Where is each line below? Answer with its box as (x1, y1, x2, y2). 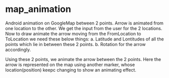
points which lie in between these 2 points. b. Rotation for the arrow (5, 41, 146, 47)
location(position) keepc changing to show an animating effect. (5, 66, 137, 73)
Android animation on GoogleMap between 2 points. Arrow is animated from (5, 20, 164, 26)
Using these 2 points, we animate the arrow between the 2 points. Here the (5, 56, 161, 62)
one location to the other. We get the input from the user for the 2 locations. (5, 25, 162, 31)
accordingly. (5, 46, 31, 52)
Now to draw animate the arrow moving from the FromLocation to (5, 30, 141, 36)
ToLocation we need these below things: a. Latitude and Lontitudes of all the (5, 36, 164, 42)
